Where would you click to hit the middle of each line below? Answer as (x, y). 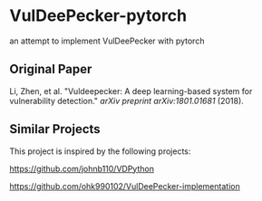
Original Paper (51, 69)
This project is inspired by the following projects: (100, 151)
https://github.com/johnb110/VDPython (82, 168)
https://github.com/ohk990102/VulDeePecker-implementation (125, 186)
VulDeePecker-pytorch (98, 16)
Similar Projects (55, 129)
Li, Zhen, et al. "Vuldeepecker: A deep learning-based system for (131, 91)
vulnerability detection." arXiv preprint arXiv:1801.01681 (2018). (127, 100)
